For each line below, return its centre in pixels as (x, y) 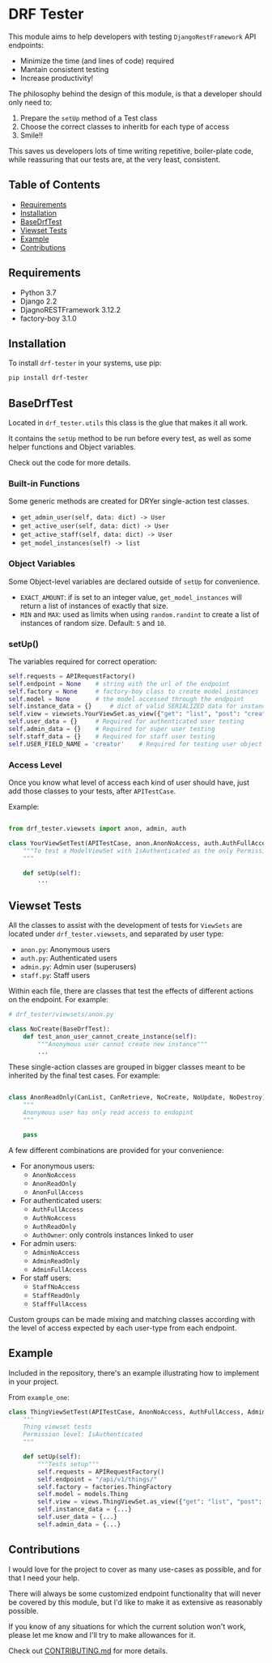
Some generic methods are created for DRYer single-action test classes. (129, 501)
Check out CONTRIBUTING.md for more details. (88, 1650)
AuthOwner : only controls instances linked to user (113, 1235)
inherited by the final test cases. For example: (84, 1076)
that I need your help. (44, 1578)
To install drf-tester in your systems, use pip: (85, 363)
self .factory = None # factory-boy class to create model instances (134, 691)
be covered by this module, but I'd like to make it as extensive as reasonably (136, 1602)
